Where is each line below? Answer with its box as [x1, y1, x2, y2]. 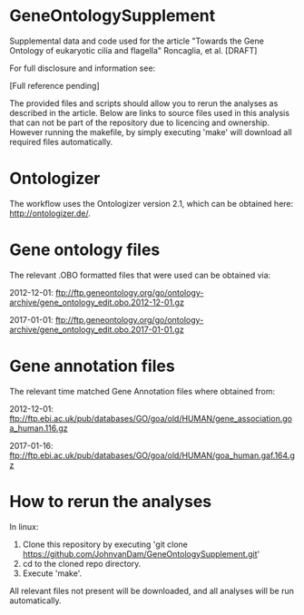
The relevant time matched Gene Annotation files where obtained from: [9, 386, 276, 396]
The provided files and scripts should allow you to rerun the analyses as [9, 97, 279, 109]
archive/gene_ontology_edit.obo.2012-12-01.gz [9, 297, 184, 307]
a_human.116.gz [9, 423, 68, 434]
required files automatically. [9, 136, 113, 147]
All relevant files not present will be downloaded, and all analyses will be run [9, 585, 295, 596]
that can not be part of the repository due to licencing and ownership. [9, 117, 270, 128]
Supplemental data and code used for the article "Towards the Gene [9, 35, 265, 46]
